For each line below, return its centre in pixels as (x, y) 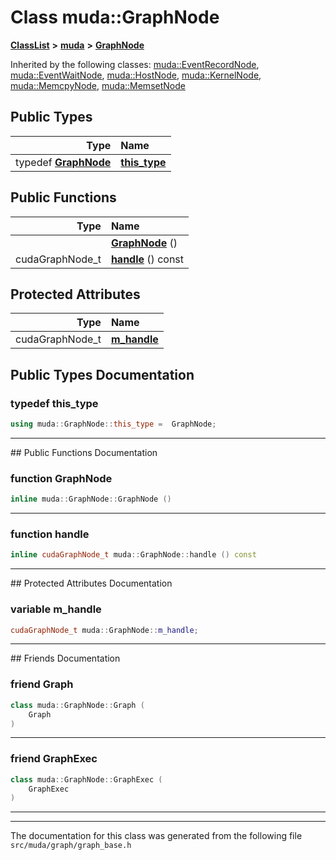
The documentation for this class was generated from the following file (156, 836)
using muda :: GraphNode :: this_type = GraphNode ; (113, 424)
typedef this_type (54, 403)
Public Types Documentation (102, 374)
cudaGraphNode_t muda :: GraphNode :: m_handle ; (104, 630)
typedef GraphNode (63, 162)
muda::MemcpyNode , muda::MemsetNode (98, 85)
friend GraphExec (54, 759)
